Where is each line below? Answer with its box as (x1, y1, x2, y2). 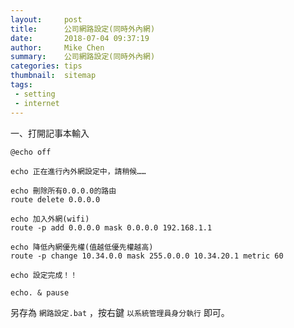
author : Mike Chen (10, 42, 105, 53)
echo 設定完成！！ (10, 270, 78, 280)
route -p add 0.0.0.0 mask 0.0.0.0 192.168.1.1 (10, 222, 213, 233)
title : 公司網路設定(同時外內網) (10, 24, 156, 34)
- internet (14, 98, 60, 108)
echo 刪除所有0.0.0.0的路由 (10, 186, 117, 196)
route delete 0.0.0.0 (10, 194, 101, 205)
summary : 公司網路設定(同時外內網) (10, 52, 156, 62)
